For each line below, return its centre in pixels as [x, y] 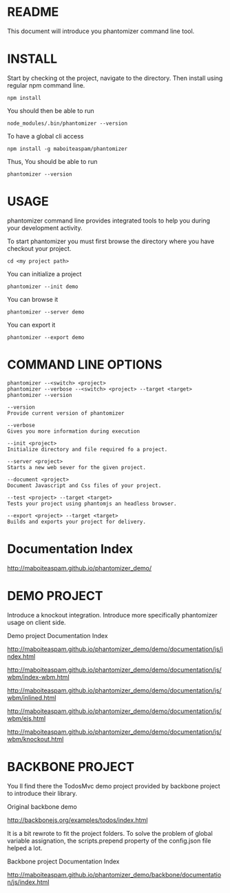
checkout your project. [39, 248]
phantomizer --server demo [46, 312]
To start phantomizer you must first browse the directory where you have [111, 241]
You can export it [31, 325]
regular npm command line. [46, 85]
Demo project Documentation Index [57, 635]
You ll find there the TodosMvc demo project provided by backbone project [114, 786]
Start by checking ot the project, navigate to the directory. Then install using [115, 78]
